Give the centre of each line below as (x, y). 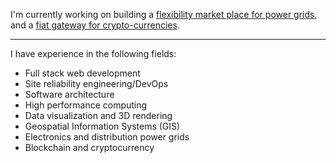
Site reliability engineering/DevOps (96, 83)
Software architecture (69, 94)
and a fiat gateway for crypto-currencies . (95, 25)
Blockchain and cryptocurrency (89, 147)
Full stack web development (82, 73)
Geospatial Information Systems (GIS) (102, 126)
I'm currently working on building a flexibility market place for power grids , (164, 14)
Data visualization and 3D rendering (98, 115)
